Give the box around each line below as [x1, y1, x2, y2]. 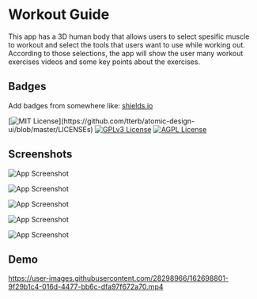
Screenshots [8, 148, 73, 161]
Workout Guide [8, 6, 110, 24]
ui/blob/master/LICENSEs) [8, 124, 93, 134]
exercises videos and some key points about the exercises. [8, 57, 200, 66]
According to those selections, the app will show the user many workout [8, 48, 244, 58]
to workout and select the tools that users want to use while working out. [8, 40, 245, 49]
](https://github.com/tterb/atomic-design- [58, 116, 195, 126]
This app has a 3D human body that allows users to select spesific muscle [8, 32, 250, 41]
